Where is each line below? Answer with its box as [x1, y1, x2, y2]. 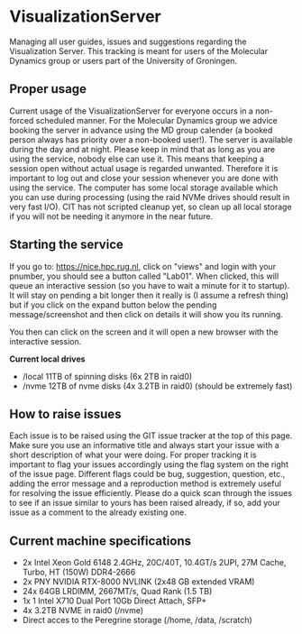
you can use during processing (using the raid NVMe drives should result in [9, 191, 290, 202]
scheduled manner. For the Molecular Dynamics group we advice [35, 115, 278, 125]
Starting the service [9, 237, 124, 253]
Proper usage [9, 81, 87, 96]
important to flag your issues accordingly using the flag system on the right [9, 459, 288, 470]
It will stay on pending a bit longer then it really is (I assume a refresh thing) [9, 289, 289, 300]
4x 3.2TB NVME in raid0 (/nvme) [22, 605, 144, 616]
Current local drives [9, 354, 86, 364]
